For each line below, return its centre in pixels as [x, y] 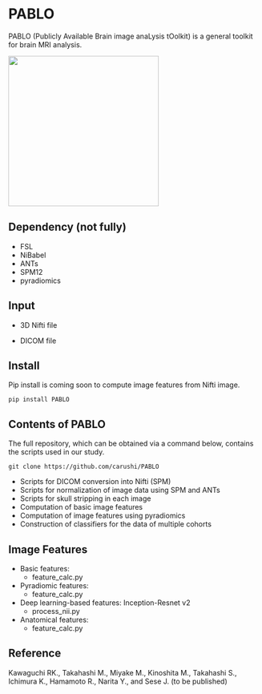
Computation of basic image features [81, 507]
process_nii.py [56, 611]
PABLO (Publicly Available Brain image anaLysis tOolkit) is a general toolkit [131, 36]
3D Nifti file [38, 325]
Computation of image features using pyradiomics [103, 516]
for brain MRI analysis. [45, 44]
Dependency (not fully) [67, 227]
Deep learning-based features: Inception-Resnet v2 [105, 603]
